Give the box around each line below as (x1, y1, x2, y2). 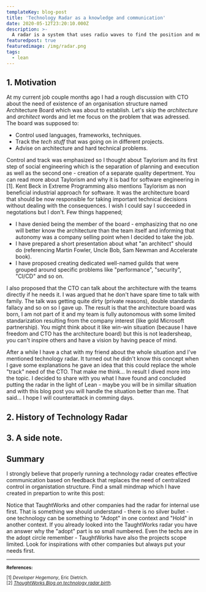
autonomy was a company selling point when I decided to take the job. (15, 234, 194, 241)
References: (6, 565, 33, 571)
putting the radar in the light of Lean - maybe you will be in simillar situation (6, 381, 197, 388)
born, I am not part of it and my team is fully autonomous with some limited (6, 310, 196, 318)
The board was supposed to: (6, 120, 79, 127)
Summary (6, 453, 45, 464)
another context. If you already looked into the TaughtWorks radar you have (6, 521, 197, 528)
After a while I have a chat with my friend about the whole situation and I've (6, 348, 197, 356)
